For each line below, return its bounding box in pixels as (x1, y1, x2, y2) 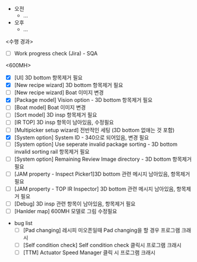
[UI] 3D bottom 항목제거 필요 (14, 74, 83, 82)
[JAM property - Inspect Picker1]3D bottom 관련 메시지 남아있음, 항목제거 (14, 170, 190, 177)
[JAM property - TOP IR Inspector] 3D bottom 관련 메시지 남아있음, (14, 185, 176, 192)
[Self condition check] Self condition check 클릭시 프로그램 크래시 (23, 242, 182, 249)
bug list (14, 220, 33, 226)
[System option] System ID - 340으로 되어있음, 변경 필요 (14, 133, 149, 141)
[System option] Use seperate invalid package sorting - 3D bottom (14, 141, 178, 148)
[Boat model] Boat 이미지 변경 (14, 104, 86, 111)
